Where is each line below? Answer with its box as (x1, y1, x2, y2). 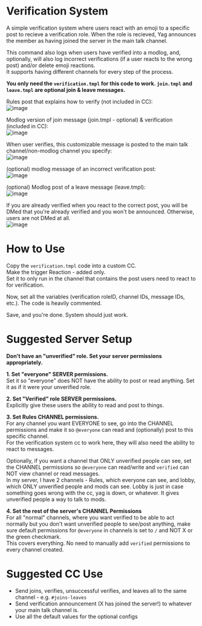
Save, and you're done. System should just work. (6, 311, 128, 318)
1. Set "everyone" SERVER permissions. (6, 370, 108, 377)
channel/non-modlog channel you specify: (6, 147, 112, 154)
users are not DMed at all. (6, 214, 71, 221)
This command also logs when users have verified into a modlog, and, (6, 48, 181, 56)
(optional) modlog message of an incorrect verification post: (6, 165, 156, 172)
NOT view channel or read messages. (6, 470, 100, 477)
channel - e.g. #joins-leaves (15, 593, 87, 601)
